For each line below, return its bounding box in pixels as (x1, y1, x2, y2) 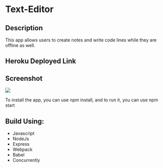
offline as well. (5, 42, 35, 48)
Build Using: (5, 117, 44, 126)
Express (12, 141, 30, 147)
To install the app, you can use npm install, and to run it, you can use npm (5, 97, 158, 103)
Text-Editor (5, 4, 54, 15)
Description (5, 24, 43, 32)
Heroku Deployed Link (5, 57, 77, 66)
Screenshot (5, 74, 43, 83)
